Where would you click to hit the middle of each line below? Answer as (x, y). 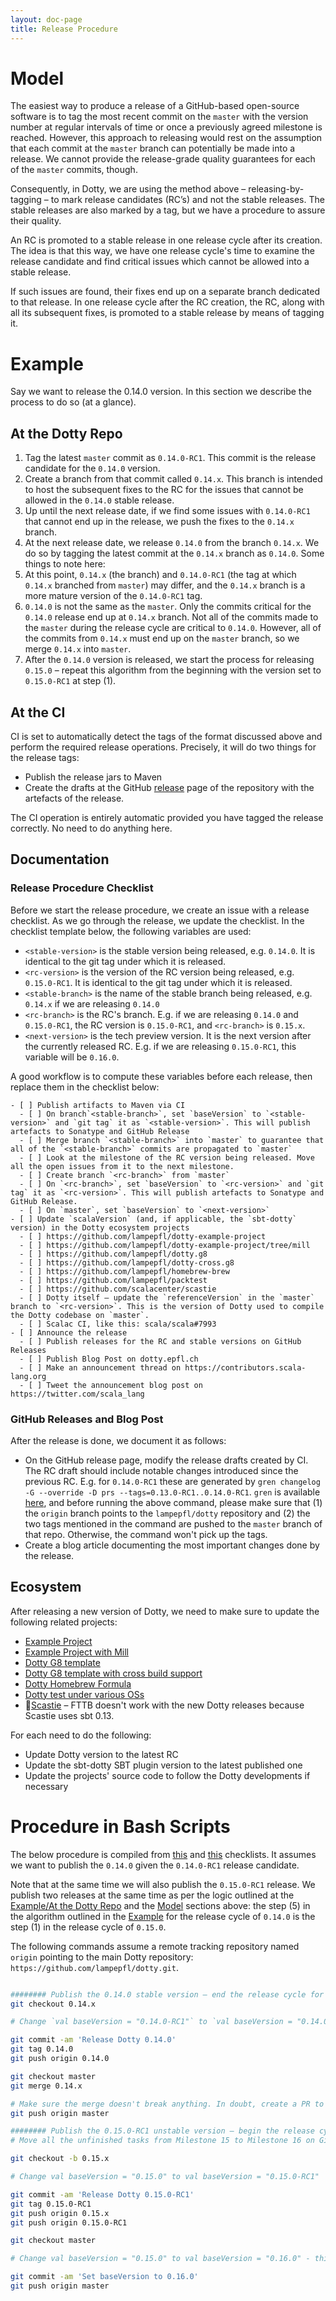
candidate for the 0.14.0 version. (92, 468)
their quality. (36, 221)
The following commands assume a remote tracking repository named (155, 1946)
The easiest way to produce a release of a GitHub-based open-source (155, 106)
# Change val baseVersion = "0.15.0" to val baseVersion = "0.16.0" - (160, 2259)
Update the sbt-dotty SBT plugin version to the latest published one (163, 1765)
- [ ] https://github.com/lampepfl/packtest (113, 1280)
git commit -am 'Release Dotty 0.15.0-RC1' (102, 2194)
